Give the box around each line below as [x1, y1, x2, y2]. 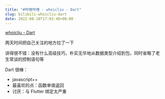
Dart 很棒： [5, 67, 28, 73]
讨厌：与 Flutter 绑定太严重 [12, 89, 67, 95]
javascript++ [12, 76, 38, 82]
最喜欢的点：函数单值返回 [12, 82, 64, 88]
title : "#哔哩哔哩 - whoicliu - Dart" [5, 7, 82, 12]
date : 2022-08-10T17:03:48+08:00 [5, 16, 74, 21]
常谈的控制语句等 [9, 56, 44, 62]
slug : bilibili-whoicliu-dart [5, 12, 67, 17]
